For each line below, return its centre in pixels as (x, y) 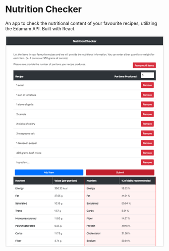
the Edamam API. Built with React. (40, 28)
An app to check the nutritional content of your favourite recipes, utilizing (81, 23)
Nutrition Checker (44, 9)
